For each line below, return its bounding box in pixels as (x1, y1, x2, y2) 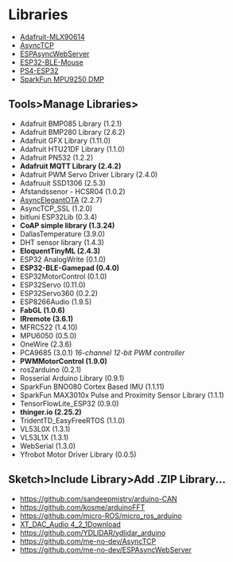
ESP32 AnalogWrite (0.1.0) (19, 254, 106, 264)
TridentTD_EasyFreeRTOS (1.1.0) (19, 415, 126, 425)
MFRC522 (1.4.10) (19, 322, 78, 332)
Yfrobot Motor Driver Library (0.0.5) (19, 449, 137, 459)
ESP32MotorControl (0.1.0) (19, 271, 107, 281)
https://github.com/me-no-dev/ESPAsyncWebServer (19, 544, 192, 554)
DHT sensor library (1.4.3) (19, 237, 105, 247)
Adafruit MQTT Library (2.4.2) (19, 161, 122, 171)
